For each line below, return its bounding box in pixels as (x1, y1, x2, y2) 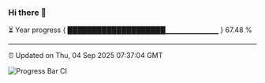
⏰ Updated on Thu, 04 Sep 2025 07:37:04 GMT (8, 51, 163, 60)
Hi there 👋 (8, 7, 47, 18)
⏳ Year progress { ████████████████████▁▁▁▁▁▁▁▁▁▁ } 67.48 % (8, 25, 252, 34)
